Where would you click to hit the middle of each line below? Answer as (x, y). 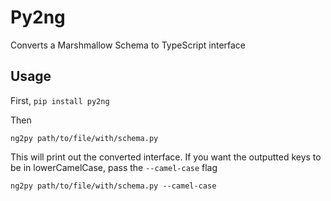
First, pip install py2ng (60, 100)
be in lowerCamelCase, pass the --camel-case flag (114, 167)
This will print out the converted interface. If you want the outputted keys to (166, 157)
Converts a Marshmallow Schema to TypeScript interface (128, 45)
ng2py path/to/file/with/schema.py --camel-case (113, 186)
